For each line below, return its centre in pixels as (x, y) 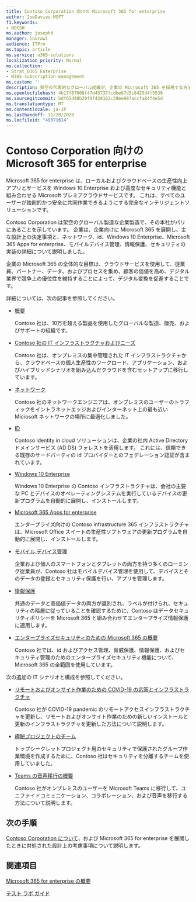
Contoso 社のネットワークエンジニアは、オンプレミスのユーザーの (94, 402)
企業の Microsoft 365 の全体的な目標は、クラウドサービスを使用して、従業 (96, 264)
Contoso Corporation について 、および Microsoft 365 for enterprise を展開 (95, 838)
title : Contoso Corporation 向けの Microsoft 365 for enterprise (86, 11)
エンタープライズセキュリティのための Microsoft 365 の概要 (86, 638)
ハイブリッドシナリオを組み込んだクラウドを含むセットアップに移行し (104, 370)
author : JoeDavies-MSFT (35, 17)
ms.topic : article (28, 50)
